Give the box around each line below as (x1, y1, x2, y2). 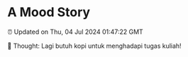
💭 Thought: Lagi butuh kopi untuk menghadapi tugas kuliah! (7, 42, 182, 50)
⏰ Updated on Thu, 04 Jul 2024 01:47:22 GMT (7, 27, 143, 36)
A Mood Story (7, 4, 91, 20)
